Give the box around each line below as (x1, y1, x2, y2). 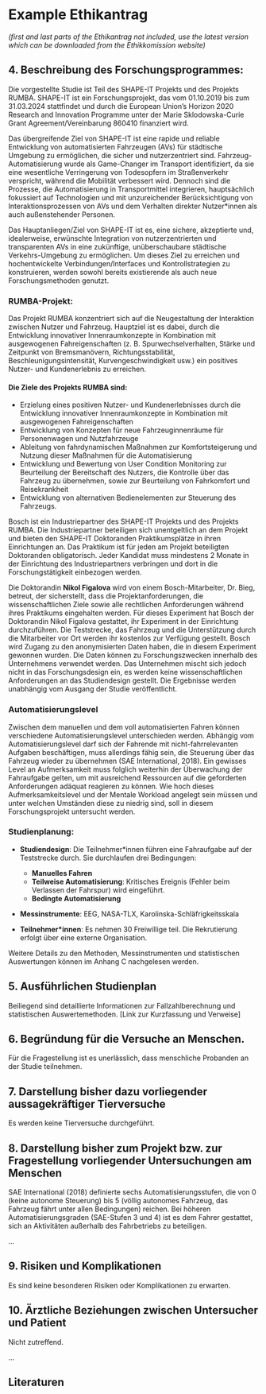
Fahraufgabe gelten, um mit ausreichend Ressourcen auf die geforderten (8, 773, 247, 782)
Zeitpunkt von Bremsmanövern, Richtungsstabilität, (8, 347, 176, 357)
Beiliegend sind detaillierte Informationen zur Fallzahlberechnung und (8, 1001, 236, 1010)
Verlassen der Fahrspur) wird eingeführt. (31, 885, 165, 895)
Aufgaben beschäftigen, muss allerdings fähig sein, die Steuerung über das (8, 747, 255, 757)
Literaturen (8, 1376, 65, 1389)
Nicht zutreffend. (8, 1337, 64, 1346)
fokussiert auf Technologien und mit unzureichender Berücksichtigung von (8, 192, 253, 202)
